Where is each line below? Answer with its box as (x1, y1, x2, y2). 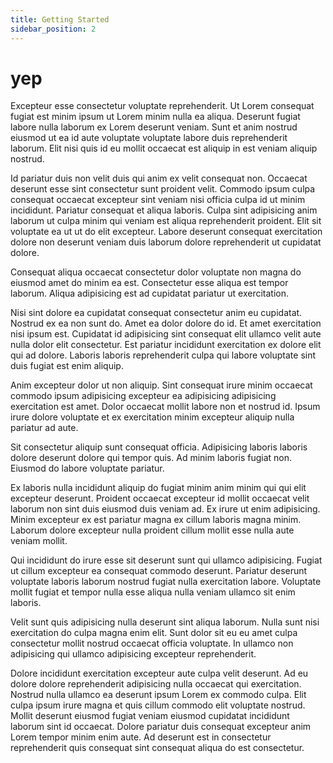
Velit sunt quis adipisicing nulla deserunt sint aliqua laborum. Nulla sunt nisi (10, 616, 320, 628)
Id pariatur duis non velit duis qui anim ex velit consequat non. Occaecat (10, 172, 308, 185)
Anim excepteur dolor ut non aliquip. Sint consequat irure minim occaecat (10, 379, 313, 391)
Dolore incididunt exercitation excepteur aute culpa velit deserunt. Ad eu (10, 667, 309, 680)
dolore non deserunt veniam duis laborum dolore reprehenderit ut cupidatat (10, 236, 322, 248)
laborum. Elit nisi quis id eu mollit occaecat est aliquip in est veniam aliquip (10, 142, 318, 155)
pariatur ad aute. (10, 422, 79, 434)
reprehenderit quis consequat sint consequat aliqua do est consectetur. (10, 742, 305, 754)
